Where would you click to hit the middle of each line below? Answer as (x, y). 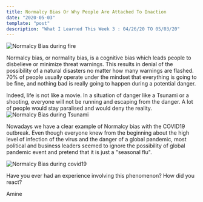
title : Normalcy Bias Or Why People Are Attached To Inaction (86, 12)
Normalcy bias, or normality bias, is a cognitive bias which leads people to (99, 58)
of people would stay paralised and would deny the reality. (79, 108)
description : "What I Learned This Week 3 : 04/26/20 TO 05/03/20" (93, 29)
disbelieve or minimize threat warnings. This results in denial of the (90, 64)
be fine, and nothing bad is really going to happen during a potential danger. (101, 84)
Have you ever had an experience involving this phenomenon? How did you (101, 176)
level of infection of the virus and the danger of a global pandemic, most (96, 140)
